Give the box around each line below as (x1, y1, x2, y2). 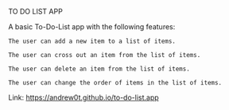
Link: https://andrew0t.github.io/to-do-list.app (8, 93, 159, 102)
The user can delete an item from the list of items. (8, 65, 191, 73)
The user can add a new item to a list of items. (8, 37, 177, 45)
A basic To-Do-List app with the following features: (8, 22, 176, 31)
